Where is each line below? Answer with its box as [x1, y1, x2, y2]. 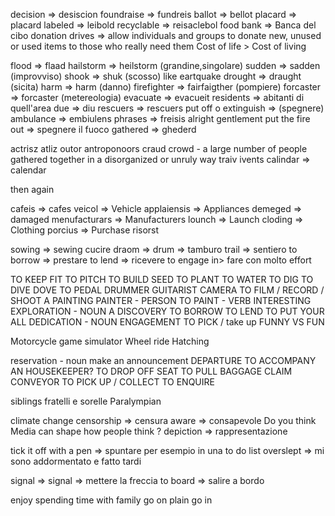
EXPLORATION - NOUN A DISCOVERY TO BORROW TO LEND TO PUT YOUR [10, 305, 325, 317]
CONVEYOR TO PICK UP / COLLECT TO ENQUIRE [10, 376, 215, 388]
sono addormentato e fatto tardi [10, 455, 142, 467]
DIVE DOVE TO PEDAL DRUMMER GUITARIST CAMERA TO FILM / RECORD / [10, 284, 325, 296]
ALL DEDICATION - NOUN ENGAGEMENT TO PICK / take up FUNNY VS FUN [10, 316, 325, 328]
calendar [10, 164, 47, 176]
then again [10, 184, 55, 195]
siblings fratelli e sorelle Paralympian [10, 395, 162, 407]
